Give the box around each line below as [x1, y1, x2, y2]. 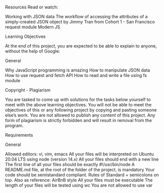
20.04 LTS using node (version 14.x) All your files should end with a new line [5, 156, 159, 162]
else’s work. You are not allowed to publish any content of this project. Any [5, 112, 156, 118]
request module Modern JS [5, 24, 60, 30]
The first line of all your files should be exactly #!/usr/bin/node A [5, 162, 135, 167]
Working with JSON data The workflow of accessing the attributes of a [5, 14, 148, 19]
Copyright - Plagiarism [5, 87, 50, 93]
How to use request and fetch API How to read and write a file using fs [5, 72, 147, 78]
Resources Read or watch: [5, 4, 58, 10]
